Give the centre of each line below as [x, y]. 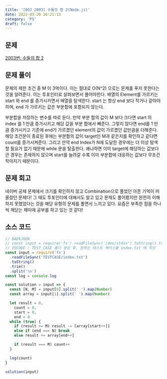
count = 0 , [25, 308]
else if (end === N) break [42, 331]
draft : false [19, 24]
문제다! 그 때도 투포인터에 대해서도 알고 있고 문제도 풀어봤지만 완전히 [84, 197]
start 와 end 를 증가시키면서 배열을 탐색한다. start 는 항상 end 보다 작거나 [76, 101]
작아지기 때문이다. [23, 161]
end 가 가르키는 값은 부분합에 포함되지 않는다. [60, 107]
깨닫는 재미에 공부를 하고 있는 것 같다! [47, 210]
